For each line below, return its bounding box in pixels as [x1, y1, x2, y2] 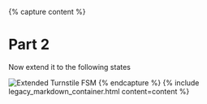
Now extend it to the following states [8, 62, 132, 71]
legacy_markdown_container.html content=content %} [8, 86, 190, 96]
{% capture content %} [8, 7, 86, 16]
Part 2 [8, 36, 50, 54]
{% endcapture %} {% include [98, 77, 200, 88]
